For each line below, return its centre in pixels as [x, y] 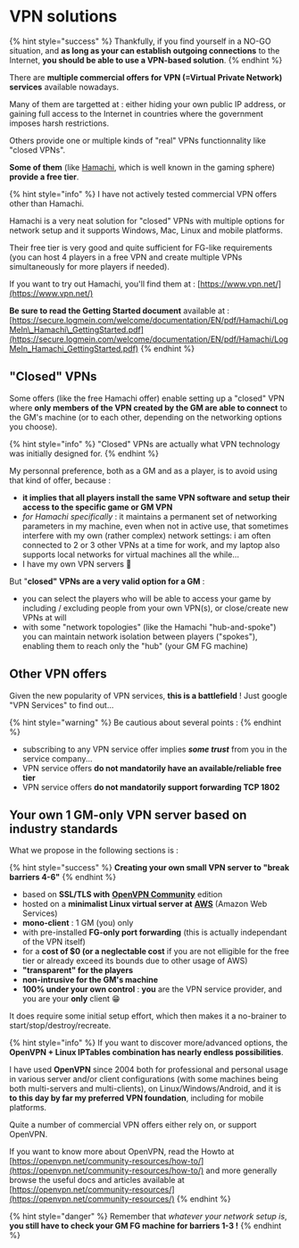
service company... [57, 758]
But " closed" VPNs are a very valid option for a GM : [107, 581]
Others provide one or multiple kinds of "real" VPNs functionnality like [137, 140]
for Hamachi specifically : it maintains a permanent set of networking [149, 516]
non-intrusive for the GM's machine [90, 980]
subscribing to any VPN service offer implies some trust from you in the [154, 749]
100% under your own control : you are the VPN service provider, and [152, 989]
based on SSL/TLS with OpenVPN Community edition [122, 894]
